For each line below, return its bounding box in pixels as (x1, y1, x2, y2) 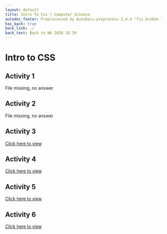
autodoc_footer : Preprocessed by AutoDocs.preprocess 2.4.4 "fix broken (5, 16, 159, 21)
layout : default (5, 7, 39, 12)
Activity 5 (5, 183, 36, 191)
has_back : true (5, 21, 37, 26)
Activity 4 (5, 155, 36, 164)
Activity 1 (5, 72, 35, 80)
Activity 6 (5, 210, 36, 219)
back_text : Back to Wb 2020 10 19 (5, 30, 77, 35)
